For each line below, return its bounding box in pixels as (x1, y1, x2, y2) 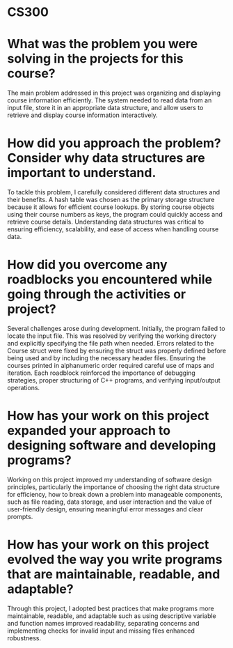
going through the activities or (7, 286, 186, 302)
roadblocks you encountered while (7, 272, 213, 288)
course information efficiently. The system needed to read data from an (7, 96, 212, 105)
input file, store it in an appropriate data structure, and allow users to (7, 104, 204, 112)
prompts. (7, 512, 33, 520)
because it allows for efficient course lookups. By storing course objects (7, 203, 215, 211)
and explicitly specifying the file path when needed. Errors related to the (7, 339, 214, 347)
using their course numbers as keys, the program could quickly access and (7, 210, 223, 219)
